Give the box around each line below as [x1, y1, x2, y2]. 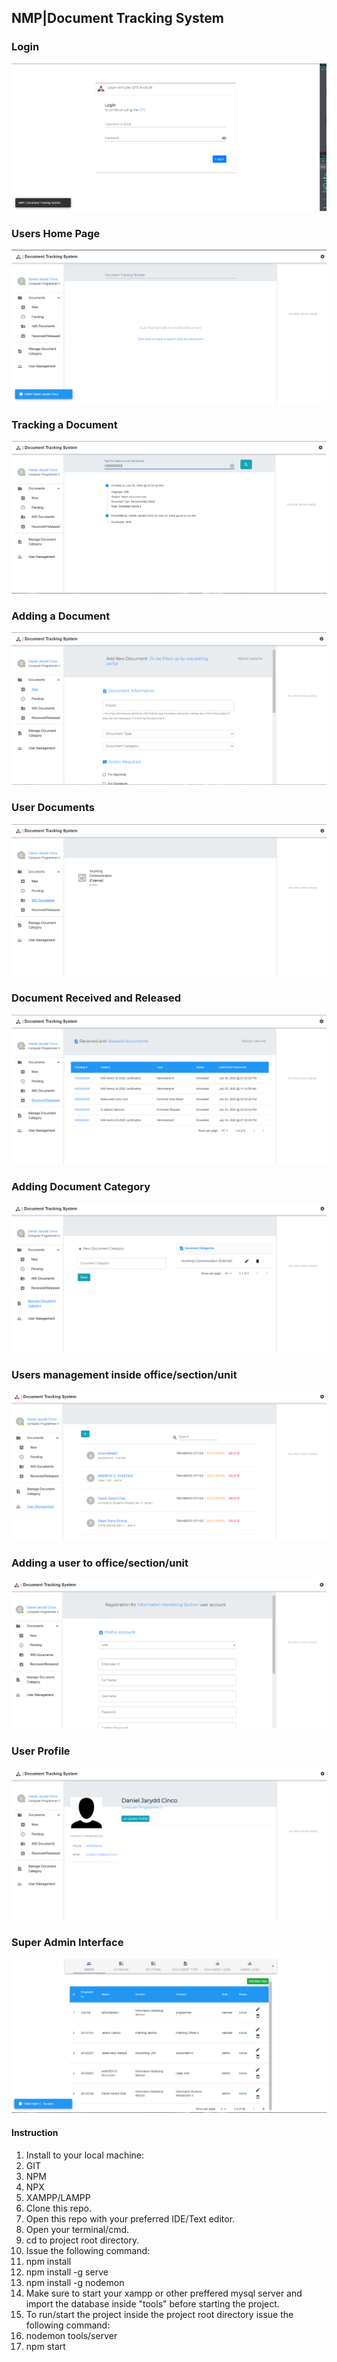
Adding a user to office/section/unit [11, 1556, 189, 1570]
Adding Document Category [11, 1179, 151, 1193]
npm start [25, 2340, 66, 2352]
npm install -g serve [25, 2266, 109, 2278]
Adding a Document [11, 609, 111, 623]
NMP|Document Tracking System [11, 10, 225, 27]
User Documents [11, 801, 95, 815]
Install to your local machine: [25, 2149, 145, 2161]
